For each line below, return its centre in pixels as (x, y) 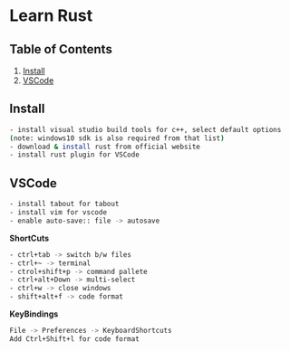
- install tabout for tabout (64, 204)
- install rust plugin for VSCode (75, 155)
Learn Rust (51, 16)
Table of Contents (61, 49)
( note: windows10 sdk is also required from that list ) (117, 138)
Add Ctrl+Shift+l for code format (75, 339)
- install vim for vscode (58, 213)
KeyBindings (34, 314)
